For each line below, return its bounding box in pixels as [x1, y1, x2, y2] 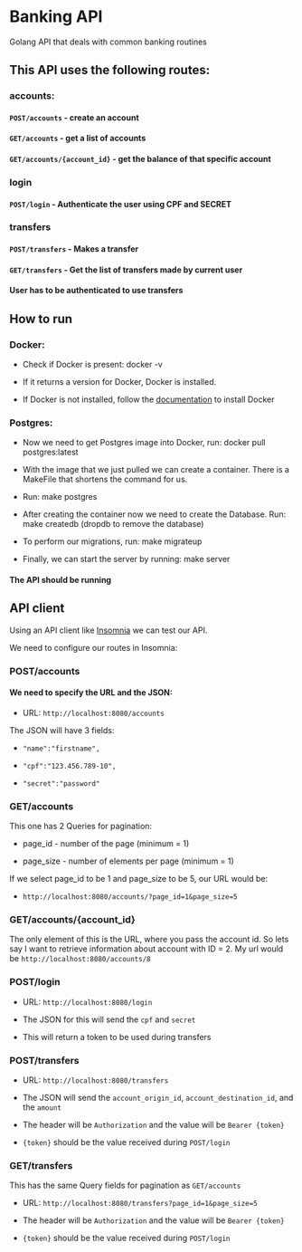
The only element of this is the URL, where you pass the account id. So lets [9, 934, 289, 945]
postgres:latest [22, 446, 79, 458]
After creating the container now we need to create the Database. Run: [22, 509, 287, 520]
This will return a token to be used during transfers [22, 1031, 212, 1042]
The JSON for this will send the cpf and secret [22, 1014, 196, 1025]
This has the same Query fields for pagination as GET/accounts [9, 1180, 241, 1191]
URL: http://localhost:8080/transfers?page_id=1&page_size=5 [22, 1198, 258, 1209]
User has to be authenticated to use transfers [9, 285, 184, 296]
